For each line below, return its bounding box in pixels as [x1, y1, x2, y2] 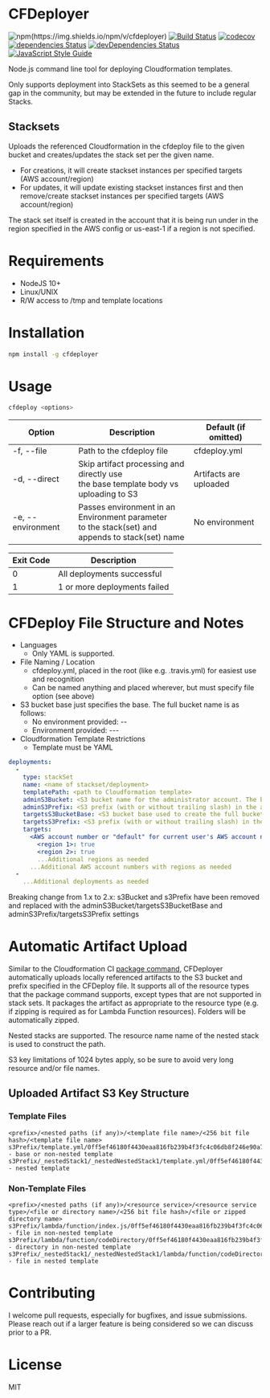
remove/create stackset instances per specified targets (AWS [19, 190, 224, 201]
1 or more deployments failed [57, 582, 170, 593]
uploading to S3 [78, 488, 138, 500]
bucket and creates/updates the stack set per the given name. [8, 149, 215, 159]
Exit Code [12, 555, 51, 566]
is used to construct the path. [8, 1040, 106, 1049]
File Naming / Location [19, 657, 95, 667]
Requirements [8, 251, 104, 270]
